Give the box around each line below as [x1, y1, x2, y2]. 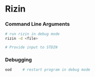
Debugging [5, 57, 32, 63]
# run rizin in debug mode [5, 31, 60, 37]
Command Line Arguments [5, 21, 70, 28]
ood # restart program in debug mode [5, 67, 91, 72]
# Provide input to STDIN [5, 45, 57, 50]
